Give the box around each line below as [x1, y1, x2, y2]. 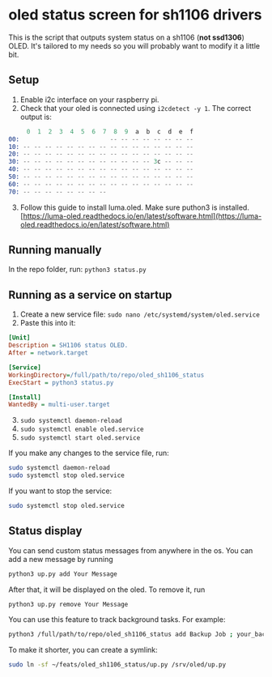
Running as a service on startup [8, 287, 172, 301]
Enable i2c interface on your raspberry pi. [19, 95, 159, 104]
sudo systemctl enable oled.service [19, 425, 144, 434]
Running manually [8, 243, 102, 257]
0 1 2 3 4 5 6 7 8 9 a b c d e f [26, 127, 194, 135]
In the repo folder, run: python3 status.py [8, 265, 147, 275]
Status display [8, 524, 83, 538]
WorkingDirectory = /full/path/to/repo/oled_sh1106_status [8, 371, 205, 379]
